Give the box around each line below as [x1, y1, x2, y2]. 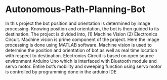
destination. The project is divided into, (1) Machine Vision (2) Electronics [5, 31, 158, 37]
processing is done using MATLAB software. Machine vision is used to [5, 42, 152, 48]
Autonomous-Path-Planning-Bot [5, 4, 146, 15]
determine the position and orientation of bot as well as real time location [5, 47, 158, 53]
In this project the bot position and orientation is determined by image [5, 20, 151, 26]
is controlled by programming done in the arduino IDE [5, 68, 117, 74]
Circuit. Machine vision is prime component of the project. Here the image [5, 36, 159, 43]
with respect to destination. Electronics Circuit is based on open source [5, 52, 154, 59]
